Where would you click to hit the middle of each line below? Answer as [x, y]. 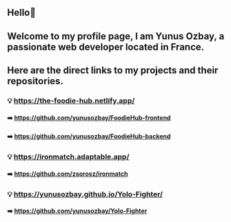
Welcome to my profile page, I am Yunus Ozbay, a [116, 36]
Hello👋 [22, 13]
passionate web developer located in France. [106, 47]
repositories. [36, 81]
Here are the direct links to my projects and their [113, 71]
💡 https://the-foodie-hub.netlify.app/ [71, 101]
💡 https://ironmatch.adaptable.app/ [68, 157]
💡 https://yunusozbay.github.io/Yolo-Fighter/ [85, 194]
